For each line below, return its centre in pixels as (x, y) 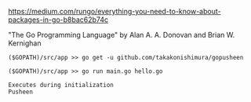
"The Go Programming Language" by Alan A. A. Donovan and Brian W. (122, 35)
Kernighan (25, 43)
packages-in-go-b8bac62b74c (58, 20)
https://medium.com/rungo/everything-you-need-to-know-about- (115, 11)
